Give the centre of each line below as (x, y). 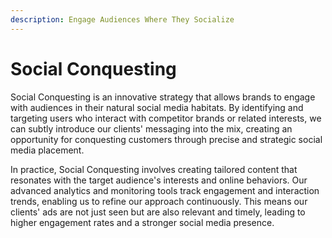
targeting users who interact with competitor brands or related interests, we (166, 118)
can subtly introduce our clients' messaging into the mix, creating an (151, 128)
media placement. (47, 150)
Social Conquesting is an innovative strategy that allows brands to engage (163, 97)
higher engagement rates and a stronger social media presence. (142, 222)
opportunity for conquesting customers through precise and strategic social (166, 139)
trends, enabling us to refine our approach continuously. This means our (159, 201)
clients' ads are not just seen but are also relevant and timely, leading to (158, 212)
